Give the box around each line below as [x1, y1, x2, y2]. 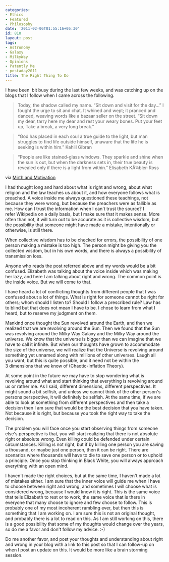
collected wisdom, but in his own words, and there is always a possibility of [5, 247, 162, 253]
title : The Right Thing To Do [5, 73, 69, 78]
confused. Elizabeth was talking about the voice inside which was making [5, 268, 158, 274]
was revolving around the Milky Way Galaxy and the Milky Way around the [5, 330, 159, 336]
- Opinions [5, 59, 28, 64]
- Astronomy [5, 45, 30, 50]
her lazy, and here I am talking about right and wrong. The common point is [5, 273, 161, 279]
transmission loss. [5, 253, 43, 259]
